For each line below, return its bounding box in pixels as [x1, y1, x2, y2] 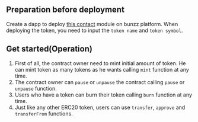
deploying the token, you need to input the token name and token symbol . [6, 27, 183, 34]
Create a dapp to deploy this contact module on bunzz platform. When [6, 20, 178, 27]
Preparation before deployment [6, 5, 124, 15]
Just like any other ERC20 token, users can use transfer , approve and [14, 104, 186, 111]
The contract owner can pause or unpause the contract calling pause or [14, 78, 185, 85]
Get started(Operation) [6, 44, 93, 54]
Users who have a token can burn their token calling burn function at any [14, 91, 193, 98]
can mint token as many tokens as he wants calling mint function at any [14, 66, 190, 73]
